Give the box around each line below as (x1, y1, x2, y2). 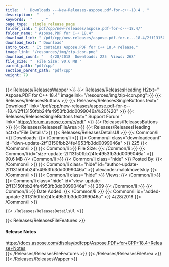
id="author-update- (98, 161, 139, 167)
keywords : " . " (5, 17, 49, 22)
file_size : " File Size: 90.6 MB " (5, 59, 82, 64)
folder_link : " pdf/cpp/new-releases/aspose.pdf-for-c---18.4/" (5, 26, 143, 31)
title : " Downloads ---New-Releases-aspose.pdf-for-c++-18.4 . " (5, 7, 150, 13)
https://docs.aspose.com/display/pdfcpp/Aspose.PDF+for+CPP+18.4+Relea (5, 240, 162, 246)
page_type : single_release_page (5, 21, 75, 27)
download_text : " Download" (5, 40, 64, 45)
